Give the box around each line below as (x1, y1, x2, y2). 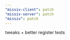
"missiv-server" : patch (5, 12, 54, 17)
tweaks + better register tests (5, 30, 65, 36)
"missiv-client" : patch (5, 7, 54, 12)
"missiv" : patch (5, 16, 38, 21)
